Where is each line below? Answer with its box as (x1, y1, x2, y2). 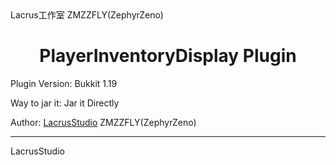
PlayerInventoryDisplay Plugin (39, 45, 297, 67)
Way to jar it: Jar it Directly (10, 97, 120, 109)
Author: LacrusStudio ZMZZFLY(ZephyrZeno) (10, 116, 197, 128)
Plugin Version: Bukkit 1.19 (10, 77, 118, 89)
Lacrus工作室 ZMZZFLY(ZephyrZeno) (10, 9, 164, 21)
